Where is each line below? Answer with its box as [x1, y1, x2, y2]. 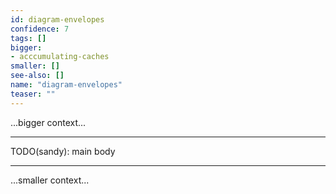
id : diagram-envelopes [10, 14, 105, 25]
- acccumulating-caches [10, 52, 110, 62]
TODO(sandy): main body [10, 145, 116, 157]
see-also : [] [10, 71, 65, 81]
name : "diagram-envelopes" [10, 80, 123, 90]
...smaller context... [10, 174, 90, 186]
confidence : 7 [10, 24, 70, 34]
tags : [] [10, 33, 47, 43]
